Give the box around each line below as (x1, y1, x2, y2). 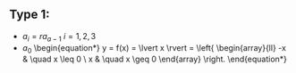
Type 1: (9, 7, 51, 22)
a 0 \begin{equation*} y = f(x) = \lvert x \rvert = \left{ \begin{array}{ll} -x (21, 42, 286, 55)
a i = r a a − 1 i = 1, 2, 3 (21, 30, 97, 44)
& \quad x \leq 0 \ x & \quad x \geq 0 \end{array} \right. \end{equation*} (21, 53, 288, 65)
